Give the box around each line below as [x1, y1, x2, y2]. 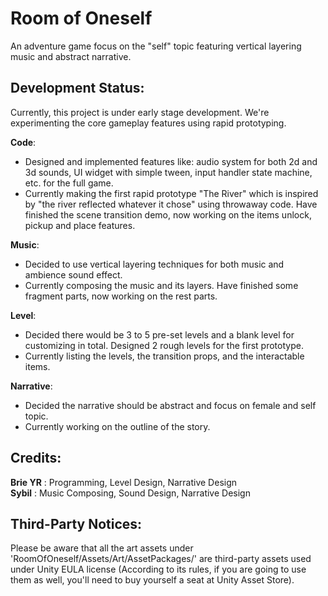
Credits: [10, 450, 62, 467]
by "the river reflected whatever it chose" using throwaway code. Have [24, 198, 318, 210]
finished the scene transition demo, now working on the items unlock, [24, 208, 312, 221]
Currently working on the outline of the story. [24, 420, 211, 432]
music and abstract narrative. [10, 50, 132, 62]
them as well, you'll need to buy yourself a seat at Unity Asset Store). [10, 574, 295, 586]
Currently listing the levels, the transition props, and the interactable [24, 350, 305, 362]
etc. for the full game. [24, 177, 114, 189]
